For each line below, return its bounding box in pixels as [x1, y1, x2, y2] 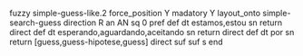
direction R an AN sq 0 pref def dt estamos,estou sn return [63, 17, 283, 28]
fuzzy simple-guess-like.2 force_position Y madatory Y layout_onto [9, 8, 261, 18]
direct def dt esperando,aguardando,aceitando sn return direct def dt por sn [9, 27, 295, 37]
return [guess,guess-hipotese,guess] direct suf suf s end [9, 36, 224, 47]
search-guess [9, 17, 62, 28]
